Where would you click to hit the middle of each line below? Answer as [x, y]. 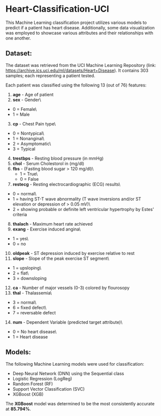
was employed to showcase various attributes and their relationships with [79, 33]
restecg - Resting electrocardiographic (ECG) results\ [67, 184]
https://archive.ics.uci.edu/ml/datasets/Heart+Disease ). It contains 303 [77, 70]
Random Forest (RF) [33, 384]
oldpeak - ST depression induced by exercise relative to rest [73, 253]
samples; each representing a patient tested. [50, 75]
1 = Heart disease [30, 337]
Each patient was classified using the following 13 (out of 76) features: [76, 85]
